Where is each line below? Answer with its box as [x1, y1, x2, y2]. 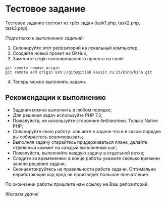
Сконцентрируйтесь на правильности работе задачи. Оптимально [12, 166, 156, 172]
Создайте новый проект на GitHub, [12, 50, 88, 56]
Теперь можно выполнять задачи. [12, 78, 87, 85]
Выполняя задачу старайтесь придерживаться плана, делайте [12, 139, 148, 145]
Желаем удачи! [5, 191, 39, 197]
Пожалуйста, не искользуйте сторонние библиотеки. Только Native [12, 117, 158, 124]
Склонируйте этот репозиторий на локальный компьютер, [12, 45, 139, 51]
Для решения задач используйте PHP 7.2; [12, 112, 103, 118]
